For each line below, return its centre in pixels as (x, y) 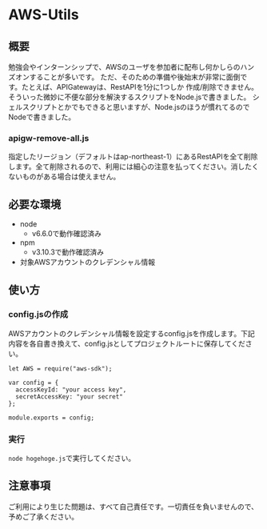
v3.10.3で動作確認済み (68, 252)
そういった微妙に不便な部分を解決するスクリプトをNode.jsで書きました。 (130, 97)
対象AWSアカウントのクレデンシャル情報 (88, 262)
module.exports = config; (51, 418)
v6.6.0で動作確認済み (67, 234)
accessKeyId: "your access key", (71, 390)
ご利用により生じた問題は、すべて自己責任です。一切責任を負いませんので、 (133, 507)
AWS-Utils (44, 15)
